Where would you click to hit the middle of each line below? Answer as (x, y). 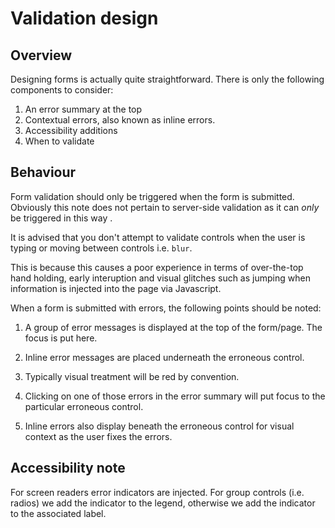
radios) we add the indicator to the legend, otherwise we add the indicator (163, 503)
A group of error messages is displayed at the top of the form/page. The (173, 327)
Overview (41, 55)
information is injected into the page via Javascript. (116, 288)
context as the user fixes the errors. (98, 436)
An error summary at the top (83, 109)
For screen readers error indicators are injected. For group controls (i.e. (157, 492)
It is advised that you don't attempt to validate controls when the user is (158, 237)
